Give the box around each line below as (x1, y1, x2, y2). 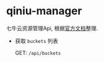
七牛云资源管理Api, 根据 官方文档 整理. (6, 24, 98, 32)
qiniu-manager (6, 4, 82, 18)
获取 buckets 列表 (14, 37, 58, 44)
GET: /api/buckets (14, 49, 61, 56)
